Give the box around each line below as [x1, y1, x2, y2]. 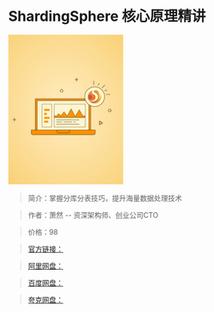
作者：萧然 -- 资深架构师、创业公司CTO [27, 210, 159, 219]
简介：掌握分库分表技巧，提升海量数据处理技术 [27, 193, 182, 203]
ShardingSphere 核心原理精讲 [8, 7, 206, 26]
